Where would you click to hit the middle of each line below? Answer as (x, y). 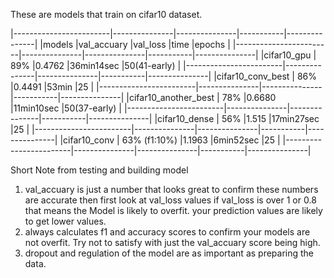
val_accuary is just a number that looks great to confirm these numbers (171, 189)
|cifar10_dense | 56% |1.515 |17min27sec (237, 118)
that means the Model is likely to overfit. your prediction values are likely (173, 210)
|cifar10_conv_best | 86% (265, 76)
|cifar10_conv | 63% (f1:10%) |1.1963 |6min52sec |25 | (170, 140)
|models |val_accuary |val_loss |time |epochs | (135, 44)
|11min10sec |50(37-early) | (66, 108)
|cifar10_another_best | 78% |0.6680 (201, 97)
